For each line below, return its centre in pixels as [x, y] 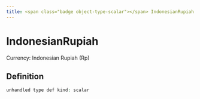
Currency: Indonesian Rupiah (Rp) [48, 58]
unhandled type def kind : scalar [48, 90]
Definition [25, 76]
